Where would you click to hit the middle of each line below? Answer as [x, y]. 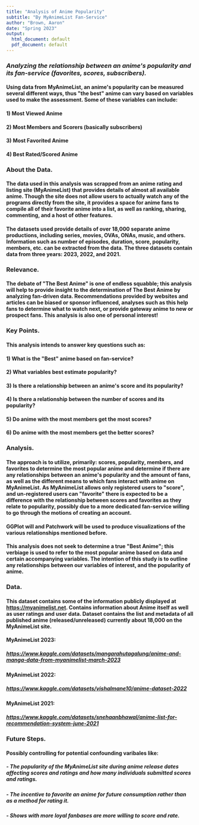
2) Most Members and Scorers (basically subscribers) [74, 127]
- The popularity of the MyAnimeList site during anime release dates [93, 767]
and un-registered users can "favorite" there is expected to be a [87, 493]
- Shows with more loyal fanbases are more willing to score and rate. [93, 815]
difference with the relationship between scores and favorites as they [94, 500]
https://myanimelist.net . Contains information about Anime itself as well [97, 607]
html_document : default [41, 39]
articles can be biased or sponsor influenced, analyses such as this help [97, 303]
